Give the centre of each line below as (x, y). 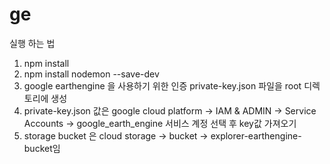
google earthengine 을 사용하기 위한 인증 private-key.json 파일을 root (162, 85)
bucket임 (42, 148)
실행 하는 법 (32, 43)
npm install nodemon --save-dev (91, 74)
